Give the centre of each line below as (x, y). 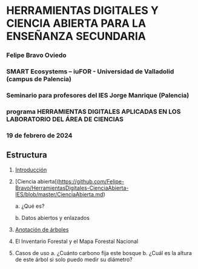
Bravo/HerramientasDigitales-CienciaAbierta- (72, 188)
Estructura (27, 155)
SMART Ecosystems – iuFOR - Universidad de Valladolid (90, 71)
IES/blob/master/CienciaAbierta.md (59, 194)
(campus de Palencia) (39, 79)
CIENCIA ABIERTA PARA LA (76, 23)
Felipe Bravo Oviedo (36, 55)
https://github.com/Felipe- (91, 181)
